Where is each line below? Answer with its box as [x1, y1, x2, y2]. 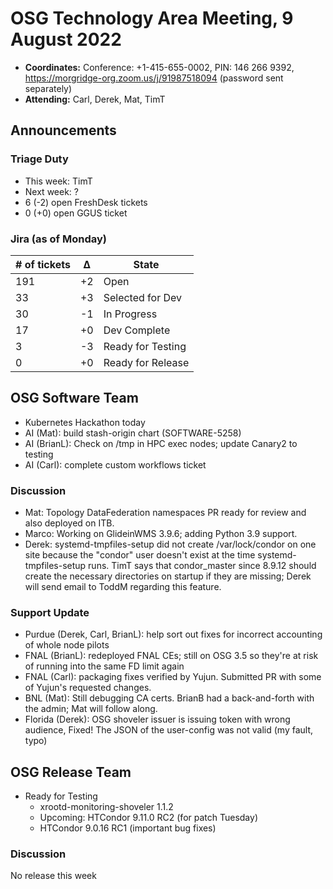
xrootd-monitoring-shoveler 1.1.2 [39, 801, 174, 813]
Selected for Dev [103, 290, 183, 304]
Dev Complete [103, 323, 171, 337]
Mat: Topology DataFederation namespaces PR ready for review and [24, 507, 307, 519]
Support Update [10, 605, 90, 619]
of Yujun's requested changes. [24, 682, 152, 694]
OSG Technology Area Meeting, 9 [10, 7, 294, 30]
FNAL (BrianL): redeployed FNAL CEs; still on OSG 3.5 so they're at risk [24, 650, 319, 662]
